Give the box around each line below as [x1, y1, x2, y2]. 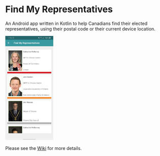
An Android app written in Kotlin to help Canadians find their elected [5, 20, 148, 26]
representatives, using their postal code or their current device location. [5, 25, 156, 32]
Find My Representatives [5, 4, 113, 15]
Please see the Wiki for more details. [5, 145, 82, 151]
